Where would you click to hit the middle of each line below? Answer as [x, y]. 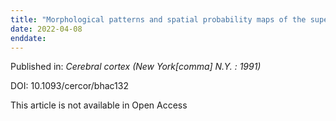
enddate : [28, 38]
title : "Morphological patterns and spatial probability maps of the [158, 19]
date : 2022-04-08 [46, 29]
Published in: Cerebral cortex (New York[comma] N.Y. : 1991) [136, 67]
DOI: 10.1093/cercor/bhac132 [69, 86]
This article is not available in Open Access [99, 105]
